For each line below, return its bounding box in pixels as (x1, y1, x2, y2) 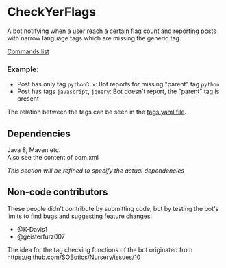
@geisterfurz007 (16, 232, 65, 241)
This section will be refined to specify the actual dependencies (7, 167, 185, 175)
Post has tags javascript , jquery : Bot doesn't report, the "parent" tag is (16, 87, 220, 96)
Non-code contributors (7, 186, 108, 198)
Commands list (7, 47, 49, 56)
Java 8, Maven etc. (7, 146, 61, 154)
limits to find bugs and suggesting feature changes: (7, 212, 153, 220)
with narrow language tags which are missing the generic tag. (7, 34, 181, 42)
